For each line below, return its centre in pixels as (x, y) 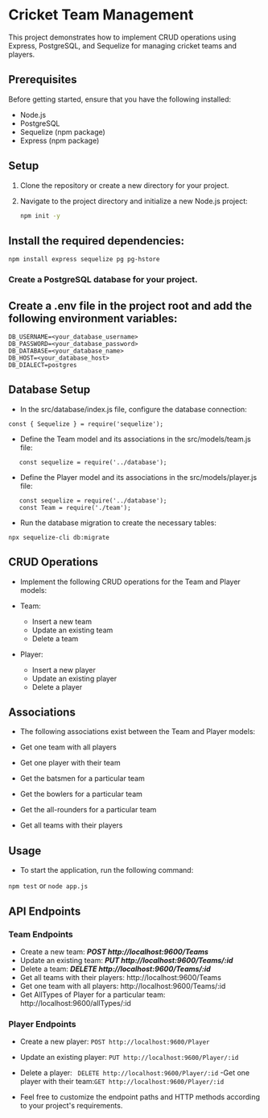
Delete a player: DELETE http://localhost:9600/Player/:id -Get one (135, 1073)
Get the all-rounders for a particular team (88, 810)
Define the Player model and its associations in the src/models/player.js (138, 477)
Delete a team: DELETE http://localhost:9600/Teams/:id (115, 969)
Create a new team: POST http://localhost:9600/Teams (114, 951)
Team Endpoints (41, 934)
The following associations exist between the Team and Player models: (138, 732)
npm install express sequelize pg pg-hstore (84, 260)
